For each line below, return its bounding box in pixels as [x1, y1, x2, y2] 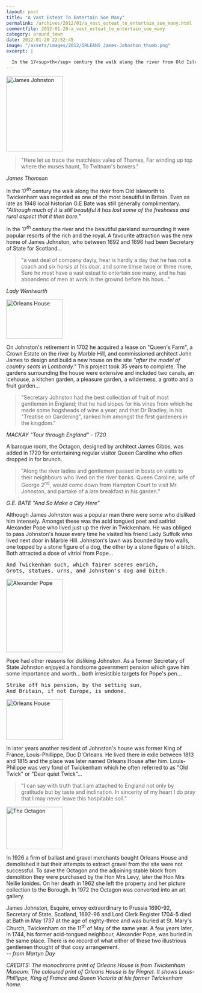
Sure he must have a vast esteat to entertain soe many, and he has [20, 269, 186, 276]
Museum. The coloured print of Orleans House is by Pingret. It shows [6, 968, 178, 975]
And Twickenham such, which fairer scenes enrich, [6, 561, 159, 568]
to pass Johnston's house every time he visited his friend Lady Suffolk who [6, 530, 192, 537]
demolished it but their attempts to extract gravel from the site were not [6, 860, 183, 867]
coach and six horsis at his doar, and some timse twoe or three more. [20, 263, 192, 270]
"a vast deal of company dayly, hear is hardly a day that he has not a [20, 256, 191, 263]
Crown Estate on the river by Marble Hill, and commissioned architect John [6, 350, 192, 357]
